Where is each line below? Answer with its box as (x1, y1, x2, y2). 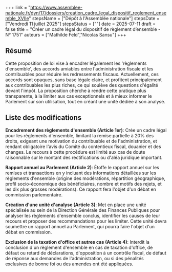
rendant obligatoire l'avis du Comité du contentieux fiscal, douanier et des (5, 143, 161, 150)
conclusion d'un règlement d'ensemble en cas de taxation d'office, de (5, 244, 153, 250)
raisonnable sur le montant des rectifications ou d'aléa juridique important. (5, 154, 163, 160)
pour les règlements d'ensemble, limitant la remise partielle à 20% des (5, 132, 154, 138)
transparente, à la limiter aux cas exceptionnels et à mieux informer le (5, 93, 152, 99)
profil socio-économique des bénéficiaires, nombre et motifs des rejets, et (5, 180, 162, 187)
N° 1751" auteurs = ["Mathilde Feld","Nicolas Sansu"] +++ (5, 32, 126, 38)
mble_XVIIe (5, 15, 29, 21)
